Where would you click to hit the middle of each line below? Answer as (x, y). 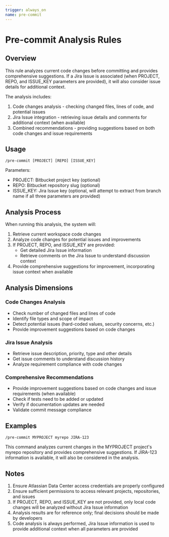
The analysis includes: (29, 96)
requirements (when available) (44, 394)
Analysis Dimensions (39, 287)
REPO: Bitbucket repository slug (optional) (56, 185)
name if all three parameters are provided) (57, 196)
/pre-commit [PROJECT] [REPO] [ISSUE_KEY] (50, 161)
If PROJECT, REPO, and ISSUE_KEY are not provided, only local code (84, 502)
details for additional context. (36, 87)
